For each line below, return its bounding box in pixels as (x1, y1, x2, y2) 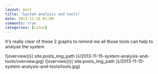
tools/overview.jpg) (5, 58, 44, 64)
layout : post (5, 7, 32, 12)
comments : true (5, 20, 36, 26)
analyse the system (5, 44, 45, 50)
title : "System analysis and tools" (5, 12, 80, 17)
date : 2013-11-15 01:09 (5, 16, 54, 21)
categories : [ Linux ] (5, 25, 48, 30)
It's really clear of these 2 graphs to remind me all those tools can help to (5, 38, 154, 44)
